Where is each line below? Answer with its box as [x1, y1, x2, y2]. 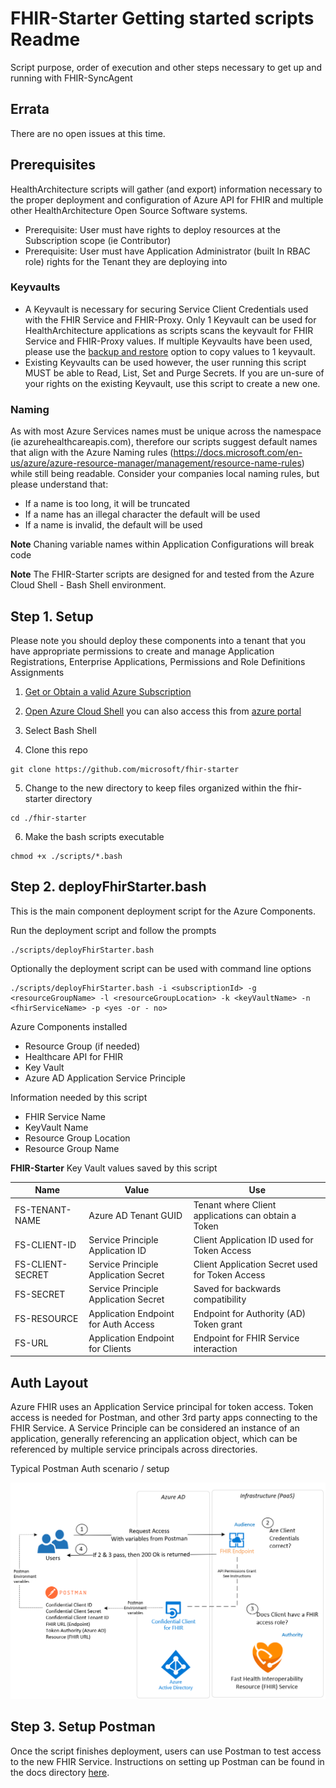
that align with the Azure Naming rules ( [10, 447, 174, 459]
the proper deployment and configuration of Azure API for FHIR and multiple [10, 193, 324, 206]
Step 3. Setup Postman [10, 1718, 156, 1736]
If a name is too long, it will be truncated [24, 498, 191, 510]
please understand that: [10, 478, 109, 491]
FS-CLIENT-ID [14, 1239, 77, 1251]
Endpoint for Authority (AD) [193, 1307, 307, 1319]
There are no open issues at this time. [10, 127, 166, 139]
